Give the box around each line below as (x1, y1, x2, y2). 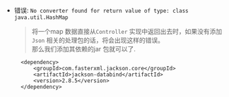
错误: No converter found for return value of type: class (13, 6, 189, 14)
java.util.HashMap (13, 14, 69, 21)
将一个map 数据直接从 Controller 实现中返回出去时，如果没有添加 (31, 27, 223, 35)
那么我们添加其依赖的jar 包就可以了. (31, 45, 136, 53)
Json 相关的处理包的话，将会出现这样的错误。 (31, 36, 165, 44)
